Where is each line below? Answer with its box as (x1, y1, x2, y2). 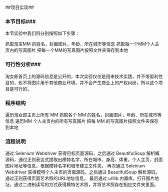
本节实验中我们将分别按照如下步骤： (5, 30, 80, 36)
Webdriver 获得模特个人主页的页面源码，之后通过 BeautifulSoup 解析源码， (5, 169, 160, 175)
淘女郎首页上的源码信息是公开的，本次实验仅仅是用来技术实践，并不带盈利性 (5, 73, 163, 79)
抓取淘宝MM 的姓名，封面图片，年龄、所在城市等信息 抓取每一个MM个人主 (5, 41, 159, 47)
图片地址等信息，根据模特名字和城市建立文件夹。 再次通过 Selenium (5, 163, 145, 169)
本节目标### (5, 18, 36, 25)
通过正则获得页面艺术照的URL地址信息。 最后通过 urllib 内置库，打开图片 (5, 175, 155, 181)
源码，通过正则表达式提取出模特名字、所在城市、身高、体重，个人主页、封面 (5, 156, 163, 162)
